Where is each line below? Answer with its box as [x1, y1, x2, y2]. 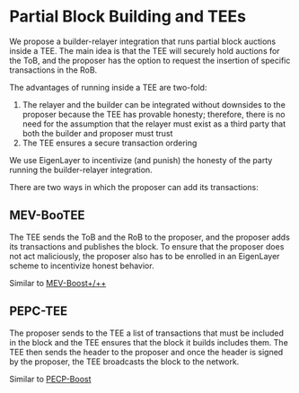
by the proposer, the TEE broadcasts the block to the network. [9, 356, 240, 367]
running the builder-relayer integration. [9, 164, 153, 175]
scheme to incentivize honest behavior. [9, 260, 154, 271]
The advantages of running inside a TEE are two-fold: [9, 82, 207, 92]
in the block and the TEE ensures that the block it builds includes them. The [9, 336, 289, 347]
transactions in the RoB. [9, 65, 98, 75]
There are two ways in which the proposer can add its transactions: [9, 181, 259, 192]
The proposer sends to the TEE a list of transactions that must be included [9, 327, 285, 338]
